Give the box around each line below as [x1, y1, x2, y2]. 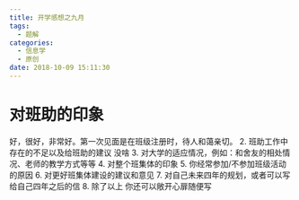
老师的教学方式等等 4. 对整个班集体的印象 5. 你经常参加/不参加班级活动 [24, 158, 287, 169]
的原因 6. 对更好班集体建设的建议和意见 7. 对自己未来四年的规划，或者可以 [9, 170, 283, 180]
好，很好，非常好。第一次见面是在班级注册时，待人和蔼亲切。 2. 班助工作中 [9, 135, 289, 146]
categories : [9, 38, 54, 48]
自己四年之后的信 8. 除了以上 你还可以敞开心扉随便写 [16, 180, 213, 191]
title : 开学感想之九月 [9, 13, 85, 22]
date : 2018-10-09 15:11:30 [9, 64, 110, 73]
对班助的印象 [9, 105, 105, 126]
